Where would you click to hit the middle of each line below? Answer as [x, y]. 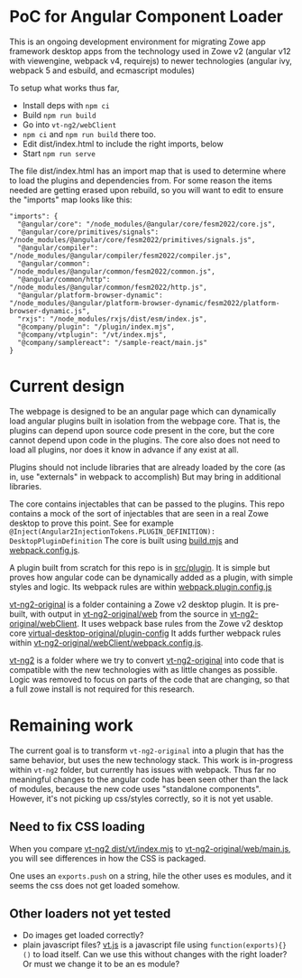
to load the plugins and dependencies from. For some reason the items [141, 180]
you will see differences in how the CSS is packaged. [108, 858]
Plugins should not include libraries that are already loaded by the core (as [147, 467]
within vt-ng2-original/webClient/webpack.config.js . [106, 642]
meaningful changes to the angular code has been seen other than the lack [149, 779]
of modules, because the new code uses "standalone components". [135, 788]
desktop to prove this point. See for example [92, 523]
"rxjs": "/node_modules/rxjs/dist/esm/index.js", [112, 319]
